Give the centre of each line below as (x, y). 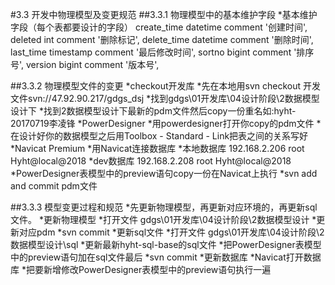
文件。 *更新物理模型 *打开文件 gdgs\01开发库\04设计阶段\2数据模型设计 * (163, 219)
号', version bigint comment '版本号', (85, 64)
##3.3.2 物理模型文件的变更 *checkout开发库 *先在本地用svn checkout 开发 (165, 86)
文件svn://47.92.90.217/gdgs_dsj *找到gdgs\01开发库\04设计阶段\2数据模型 (165, 98)
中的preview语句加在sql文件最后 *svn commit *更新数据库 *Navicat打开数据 (166, 257)
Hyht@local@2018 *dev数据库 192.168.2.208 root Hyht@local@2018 (151, 161)
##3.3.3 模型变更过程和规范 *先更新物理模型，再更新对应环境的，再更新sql (164, 207)
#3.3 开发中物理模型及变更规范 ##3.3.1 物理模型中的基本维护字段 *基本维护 (164, 14)
